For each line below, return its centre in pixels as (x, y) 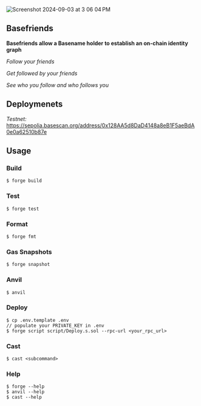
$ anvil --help (26, 392)
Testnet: (16, 119)
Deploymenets (35, 104)
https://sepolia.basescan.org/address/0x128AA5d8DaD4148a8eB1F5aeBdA (101, 125)
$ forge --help (26, 387)
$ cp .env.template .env (38, 320)
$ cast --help (24, 397)
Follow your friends (30, 61)
